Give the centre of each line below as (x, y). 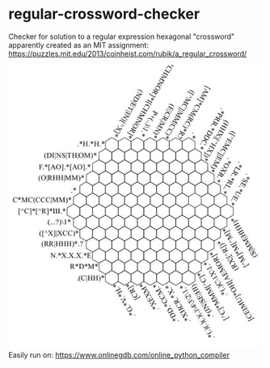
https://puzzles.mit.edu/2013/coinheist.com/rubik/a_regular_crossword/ (128, 53)
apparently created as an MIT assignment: (79, 44)
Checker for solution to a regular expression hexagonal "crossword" (122, 36)
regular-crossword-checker (104, 14)
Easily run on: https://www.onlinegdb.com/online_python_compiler (119, 355)
